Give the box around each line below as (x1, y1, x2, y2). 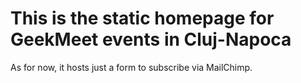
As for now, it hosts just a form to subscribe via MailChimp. (10, 61, 253, 73)
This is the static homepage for (10, 7, 275, 30)
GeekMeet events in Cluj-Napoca (10, 28, 292, 51)
